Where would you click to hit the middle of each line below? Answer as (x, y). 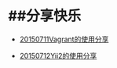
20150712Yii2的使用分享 (58, 55)
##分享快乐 (45, 16)
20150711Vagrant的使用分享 (64, 39)
